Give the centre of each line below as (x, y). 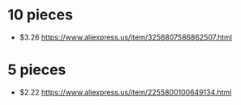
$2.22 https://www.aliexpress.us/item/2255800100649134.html (125, 92)
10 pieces (41, 15)
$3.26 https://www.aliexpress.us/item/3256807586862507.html (126, 37)
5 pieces (37, 70)
